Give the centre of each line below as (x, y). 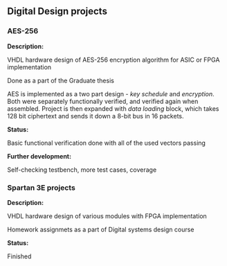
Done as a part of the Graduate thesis (61, 80)
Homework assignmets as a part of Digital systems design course (101, 229)
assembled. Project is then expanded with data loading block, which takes (113, 108)
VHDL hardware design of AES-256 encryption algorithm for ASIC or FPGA (113, 60)
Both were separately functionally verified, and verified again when (103, 101)
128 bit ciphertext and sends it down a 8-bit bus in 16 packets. (96, 116)
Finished (19, 256)
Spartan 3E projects (42, 188)
